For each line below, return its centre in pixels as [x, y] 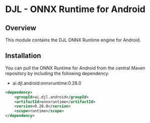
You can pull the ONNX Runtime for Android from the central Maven [75, 68]
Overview [21, 28]
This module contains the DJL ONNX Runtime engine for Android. [73, 40]
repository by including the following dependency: [57, 73]
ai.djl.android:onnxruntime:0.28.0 [47, 83]
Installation [23, 56]
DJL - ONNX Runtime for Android [76, 9]
